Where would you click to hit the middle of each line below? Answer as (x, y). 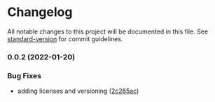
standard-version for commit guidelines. (65, 38)
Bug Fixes (25, 75)
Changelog (40, 12)
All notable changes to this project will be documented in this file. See (108, 31)
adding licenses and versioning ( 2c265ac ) (78, 91)
